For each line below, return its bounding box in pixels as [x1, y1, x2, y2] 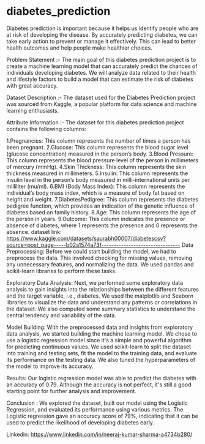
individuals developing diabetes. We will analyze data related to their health [6, 69, 196, 76]
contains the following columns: [6, 125, 87, 132]
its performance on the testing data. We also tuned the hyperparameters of [6, 356, 196, 363]
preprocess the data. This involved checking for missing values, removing [6, 254, 193, 262]
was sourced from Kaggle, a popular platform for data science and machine [6, 100, 197, 108]
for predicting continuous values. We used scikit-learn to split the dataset [6, 343, 192, 350]
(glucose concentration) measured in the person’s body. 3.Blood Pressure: [6, 150, 194, 157]
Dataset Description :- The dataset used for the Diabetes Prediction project [6, 94, 196, 101]
